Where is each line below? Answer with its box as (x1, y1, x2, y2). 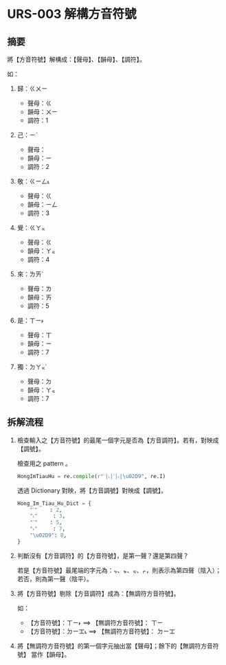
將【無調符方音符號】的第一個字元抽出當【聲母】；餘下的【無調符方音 (16, 642, 213, 650)
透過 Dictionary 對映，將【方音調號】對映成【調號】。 (16, 486, 168, 495)
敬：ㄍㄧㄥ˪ (16, 177, 50, 185)
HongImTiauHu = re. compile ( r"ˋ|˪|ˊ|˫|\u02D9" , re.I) (16, 473, 166, 480)
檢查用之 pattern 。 (16, 459, 72, 467)
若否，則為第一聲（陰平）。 (16, 574, 93, 583)
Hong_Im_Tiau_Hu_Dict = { (16, 499, 91, 507)
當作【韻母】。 (30, 650, 71, 658)
